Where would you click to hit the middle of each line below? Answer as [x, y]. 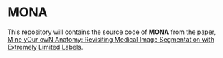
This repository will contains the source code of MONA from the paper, [111, 32]
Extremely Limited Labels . [45, 47]
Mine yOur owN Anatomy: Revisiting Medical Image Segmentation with [111, 39]
